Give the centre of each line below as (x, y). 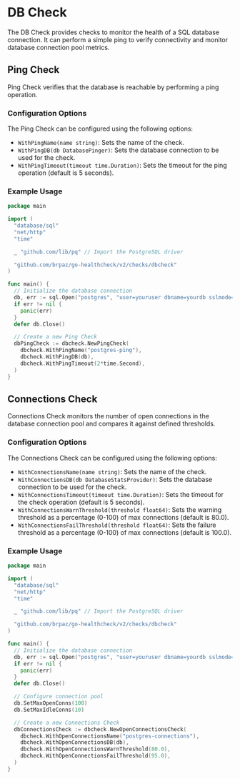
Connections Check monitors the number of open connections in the (108, 416)
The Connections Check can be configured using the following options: (112, 458)
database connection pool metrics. (59, 47)
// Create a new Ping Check (56, 337)
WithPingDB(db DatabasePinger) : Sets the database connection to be (118, 150)
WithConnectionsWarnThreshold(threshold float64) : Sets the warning (120, 509)
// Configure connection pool (59, 697)
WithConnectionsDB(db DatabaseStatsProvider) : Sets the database (115, 479)
